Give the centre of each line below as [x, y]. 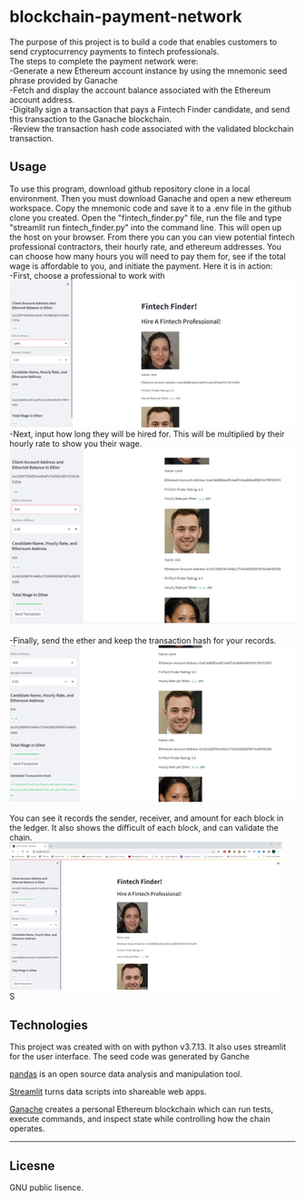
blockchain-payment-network [126, 17]
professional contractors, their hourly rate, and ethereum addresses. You [145, 246]
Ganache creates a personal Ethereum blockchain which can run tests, [142, 1109]
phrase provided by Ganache [64, 80]
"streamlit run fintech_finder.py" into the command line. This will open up [146, 227]
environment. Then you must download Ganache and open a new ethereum [151, 198]
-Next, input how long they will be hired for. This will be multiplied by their [147, 434]
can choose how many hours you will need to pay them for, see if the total [148, 256]
